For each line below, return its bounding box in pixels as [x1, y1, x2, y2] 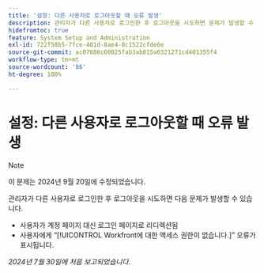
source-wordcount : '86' [8, 63, 87, 71]
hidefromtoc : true [8, 26, 69, 34]
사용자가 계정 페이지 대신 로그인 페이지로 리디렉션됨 [19, 220, 179, 229]
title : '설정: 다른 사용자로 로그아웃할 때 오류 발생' [8, 11, 163, 20]
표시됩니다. [19, 240, 55, 249]
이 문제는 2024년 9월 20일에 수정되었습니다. [8, 176, 146, 186]
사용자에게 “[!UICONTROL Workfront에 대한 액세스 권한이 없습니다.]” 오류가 [19, 230, 256, 240]
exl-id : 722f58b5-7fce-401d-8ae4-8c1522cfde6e [8, 41, 164, 49]
